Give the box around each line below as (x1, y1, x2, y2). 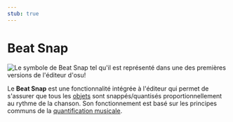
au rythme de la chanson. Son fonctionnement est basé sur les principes (7, 99, 218, 107)
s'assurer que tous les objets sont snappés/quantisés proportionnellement (7, 91, 222, 100)
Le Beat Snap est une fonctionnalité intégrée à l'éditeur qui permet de (7, 84, 209, 93)
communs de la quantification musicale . (7, 106, 123, 115)
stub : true (7, 10, 39, 17)
